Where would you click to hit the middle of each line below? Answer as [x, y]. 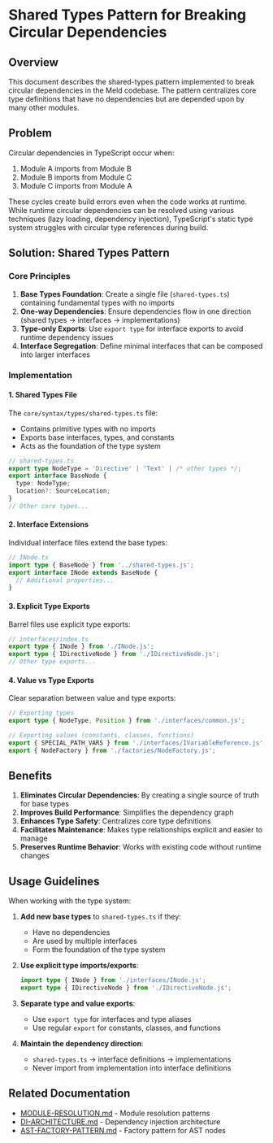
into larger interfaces [55, 354]
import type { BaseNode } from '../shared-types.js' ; [102, 565]
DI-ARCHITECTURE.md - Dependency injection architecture [120, 1121]
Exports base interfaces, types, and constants [97, 437]
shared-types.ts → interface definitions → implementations [132, 1059]
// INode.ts [28, 557]
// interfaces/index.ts [49, 639]
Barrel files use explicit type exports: [70, 624]
